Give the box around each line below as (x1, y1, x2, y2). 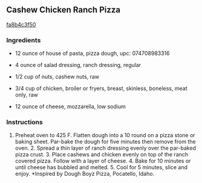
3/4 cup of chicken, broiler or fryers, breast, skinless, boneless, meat (15, 85, 187, 92)
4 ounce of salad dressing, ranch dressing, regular (15, 62, 142, 69)
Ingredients (6, 36, 41, 44)
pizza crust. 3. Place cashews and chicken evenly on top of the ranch (15, 151, 189, 158)
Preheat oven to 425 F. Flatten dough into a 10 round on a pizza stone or (15, 132, 195, 139)
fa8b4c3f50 (6, 21, 36, 28)
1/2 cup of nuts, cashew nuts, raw (15, 73, 100, 80)
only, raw (15, 91, 38, 98)
